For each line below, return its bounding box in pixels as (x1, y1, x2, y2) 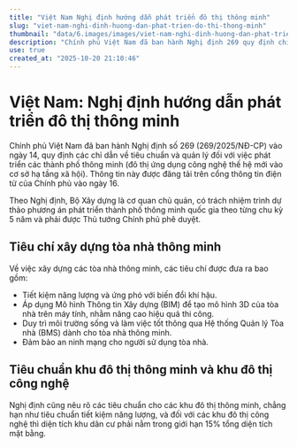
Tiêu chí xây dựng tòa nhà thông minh (9, 240, 222, 255)
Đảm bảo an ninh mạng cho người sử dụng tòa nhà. (21, 336, 209, 347)
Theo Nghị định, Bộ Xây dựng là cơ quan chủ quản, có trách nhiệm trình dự (9, 195, 282, 205)
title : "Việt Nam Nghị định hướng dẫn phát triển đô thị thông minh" (9, 12, 271, 22)
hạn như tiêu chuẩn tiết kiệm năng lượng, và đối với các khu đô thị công (9, 409, 270, 420)
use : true (9, 46, 46, 55)
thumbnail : (9, 29, 49, 38)
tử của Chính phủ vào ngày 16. (9, 178, 119, 189)
